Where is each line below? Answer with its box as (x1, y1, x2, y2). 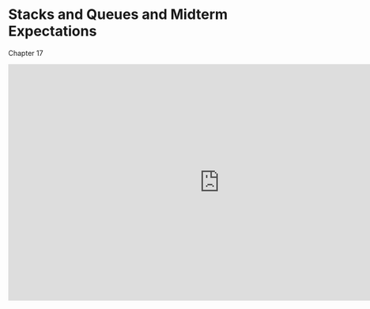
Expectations (8, 22, 97, 40)
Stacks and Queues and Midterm (8, 6, 228, 24)
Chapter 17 (8, 48, 43, 58)
